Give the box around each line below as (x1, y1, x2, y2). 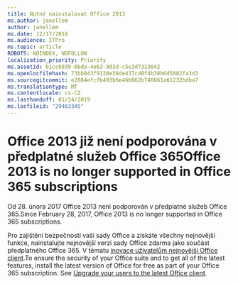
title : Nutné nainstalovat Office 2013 (7, 10, 126, 18)
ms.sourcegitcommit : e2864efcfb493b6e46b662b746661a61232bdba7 (7, 76, 199, 84)
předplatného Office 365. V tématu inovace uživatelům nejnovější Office (7, 246, 218, 254)
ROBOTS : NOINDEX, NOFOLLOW (7, 50, 87, 58)
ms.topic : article (7, 43, 62, 50)
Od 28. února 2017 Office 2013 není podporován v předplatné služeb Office (7, 202, 227, 210)
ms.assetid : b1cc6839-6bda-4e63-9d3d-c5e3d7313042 (7, 63, 161, 70)
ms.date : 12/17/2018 (7, 30, 69, 38)
